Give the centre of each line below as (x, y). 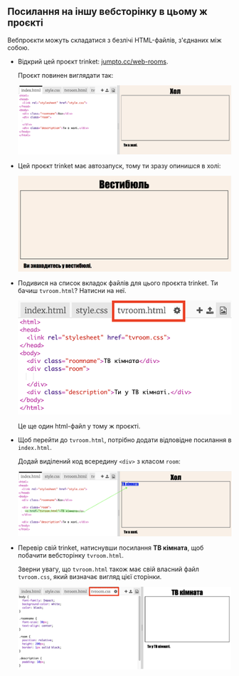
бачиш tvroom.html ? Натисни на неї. (72, 290)
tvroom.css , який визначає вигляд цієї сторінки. (90, 577)
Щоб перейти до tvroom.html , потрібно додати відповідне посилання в (124, 440)
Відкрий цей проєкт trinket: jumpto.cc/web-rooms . (93, 61)
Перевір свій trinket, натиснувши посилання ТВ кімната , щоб (111, 548)
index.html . (34, 448)
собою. (18, 47)
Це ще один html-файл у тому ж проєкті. (79, 426)
